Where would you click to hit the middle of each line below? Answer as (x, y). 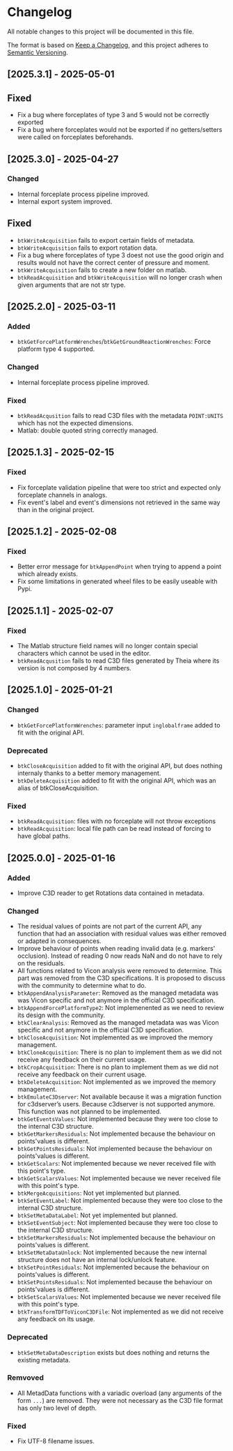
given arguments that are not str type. (72, 285)
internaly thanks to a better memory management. (89, 773)
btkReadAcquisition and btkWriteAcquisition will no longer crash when (120, 277)
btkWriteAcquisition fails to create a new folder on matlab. (102, 270)
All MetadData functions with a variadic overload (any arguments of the (120, 1393)
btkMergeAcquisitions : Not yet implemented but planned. (99, 1193)
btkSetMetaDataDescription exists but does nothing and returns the (113, 1352)
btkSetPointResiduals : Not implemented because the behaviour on (113, 1268)
